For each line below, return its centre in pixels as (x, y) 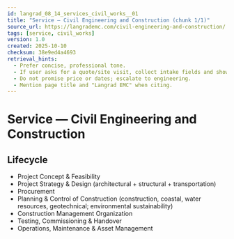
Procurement (36, 192)
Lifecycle (28, 160)
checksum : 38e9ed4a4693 (42, 53)
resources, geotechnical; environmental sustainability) (95, 206)
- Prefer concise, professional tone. (70, 65)
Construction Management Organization (75, 214)
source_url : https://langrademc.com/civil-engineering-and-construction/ (117, 26)
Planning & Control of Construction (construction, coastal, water (109, 199)
